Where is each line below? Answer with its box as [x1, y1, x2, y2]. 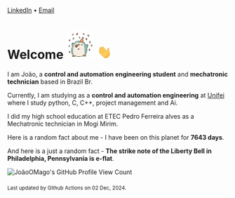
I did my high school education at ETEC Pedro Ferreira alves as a [7, 112, 194, 120]
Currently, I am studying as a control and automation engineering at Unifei [7, 91, 224, 99]
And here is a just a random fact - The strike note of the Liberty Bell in [7, 147, 212, 155]
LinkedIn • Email [7, 6, 55, 14]
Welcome [7, 47, 64, 62]
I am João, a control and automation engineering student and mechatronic [7, 70, 228, 78]
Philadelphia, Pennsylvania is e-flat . [7, 154, 114, 162]
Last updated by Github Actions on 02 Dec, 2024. [7, 184, 127, 192]
